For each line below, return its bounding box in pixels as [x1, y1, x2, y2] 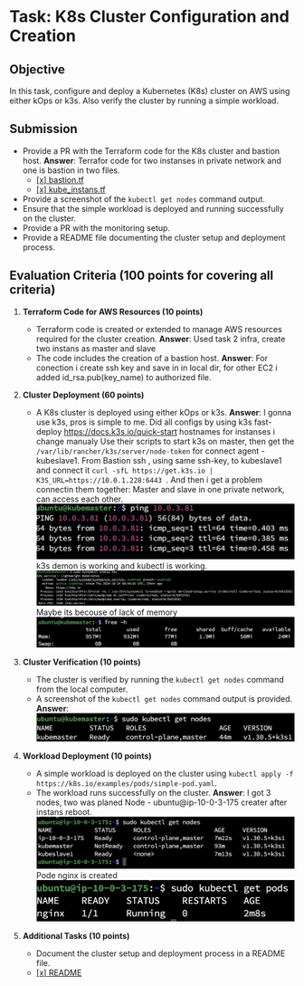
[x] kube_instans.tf [35, 184, 106, 195]
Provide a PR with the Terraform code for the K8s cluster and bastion [22, 145, 280, 156]
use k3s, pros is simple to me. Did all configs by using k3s [35, 416, 252, 427]
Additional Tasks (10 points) [22, 930, 130, 941]
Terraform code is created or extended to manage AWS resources [35, 323, 282, 334]
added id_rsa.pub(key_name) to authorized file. [35, 371, 212, 382]
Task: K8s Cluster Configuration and [9, 6, 290, 27]
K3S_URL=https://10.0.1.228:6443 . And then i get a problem [35, 474, 263, 485]
